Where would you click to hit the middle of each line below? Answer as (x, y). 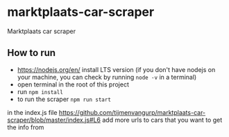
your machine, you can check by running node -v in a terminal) (107, 77)
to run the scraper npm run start (64, 99)
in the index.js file (32, 112)
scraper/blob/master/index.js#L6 (54, 120)
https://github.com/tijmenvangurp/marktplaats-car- (132, 112)
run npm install (40, 91)
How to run (32, 53)
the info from (26, 127)
